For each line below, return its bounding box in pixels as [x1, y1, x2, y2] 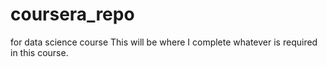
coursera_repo [10, 3, 135, 26]
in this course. [10, 46, 69, 58]
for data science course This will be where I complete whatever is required [10, 36, 318, 48]
